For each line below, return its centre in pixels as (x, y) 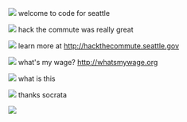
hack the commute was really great (76, 29)
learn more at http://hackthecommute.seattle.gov (99, 46)
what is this (37, 78)
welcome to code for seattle (64, 13)
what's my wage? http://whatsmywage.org (88, 62)
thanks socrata (43, 95)
